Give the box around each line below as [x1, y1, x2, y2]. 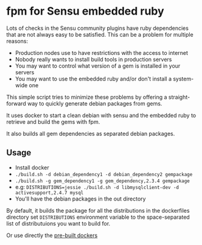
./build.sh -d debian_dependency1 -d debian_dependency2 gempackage [15, 171, 193, 177]
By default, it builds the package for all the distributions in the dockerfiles [6, 207, 190, 214]
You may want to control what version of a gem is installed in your [15, 62, 181, 69]
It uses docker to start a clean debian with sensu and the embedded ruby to [6, 112, 197, 119]
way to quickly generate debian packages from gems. [27, 99, 162, 107]
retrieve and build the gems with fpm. [6, 118, 100, 126]
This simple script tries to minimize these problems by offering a [6, 93, 167, 101]
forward [6, 99, 26, 107]
